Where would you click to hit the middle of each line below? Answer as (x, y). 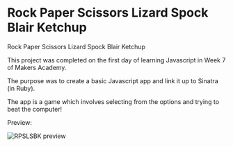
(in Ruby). (21, 88)
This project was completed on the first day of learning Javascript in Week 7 (116, 60)
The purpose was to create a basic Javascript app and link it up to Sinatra (113, 80)
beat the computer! (35, 109)
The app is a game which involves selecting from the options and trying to (113, 101)
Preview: (20, 122)
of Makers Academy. (37, 67)
